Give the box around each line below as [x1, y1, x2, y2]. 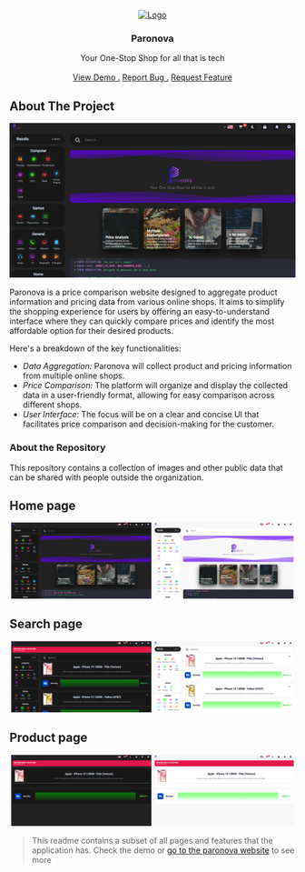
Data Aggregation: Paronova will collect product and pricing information [22, 361, 292, 372]
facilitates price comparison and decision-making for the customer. [22, 418, 275, 430]
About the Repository [9, 441, 106, 454]
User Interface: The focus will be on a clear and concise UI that [22, 409, 260, 420]
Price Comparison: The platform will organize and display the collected [22, 380, 289, 391]
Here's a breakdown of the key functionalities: [9, 343, 182, 354]
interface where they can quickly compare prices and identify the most [9, 316, 275, 326]
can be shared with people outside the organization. [9, 472, 204, 483]
